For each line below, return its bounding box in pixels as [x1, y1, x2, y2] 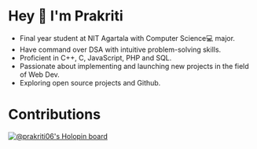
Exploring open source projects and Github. [19, 78, 161, 87]
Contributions [8, 106, 101, 124]
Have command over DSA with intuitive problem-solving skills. [19, 45, 222, 54]
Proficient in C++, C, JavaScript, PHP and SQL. [19, 53, 172, 62]
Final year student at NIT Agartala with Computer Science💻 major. [19, 33, 236, 42]
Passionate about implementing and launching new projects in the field [19, 61, 249, 71]
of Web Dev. [19, 70, 61, 79]
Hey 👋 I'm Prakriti [8, 7, 123, 25]
